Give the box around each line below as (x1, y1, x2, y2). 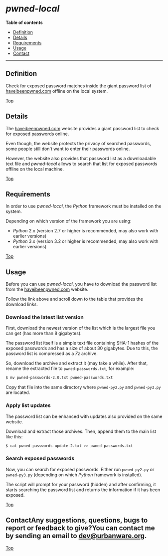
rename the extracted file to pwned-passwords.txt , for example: (5, 366, 135, 371)
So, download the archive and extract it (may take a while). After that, (5, 360, 148, 367)
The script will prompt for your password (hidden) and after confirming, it (5, 481, 156, 487)
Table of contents (5, 19, 43, 25)
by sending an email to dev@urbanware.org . (5, 532, 147, 540)
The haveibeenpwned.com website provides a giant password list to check (5, 125, 159, 131)
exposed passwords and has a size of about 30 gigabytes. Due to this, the (5, 345, 158, 352)
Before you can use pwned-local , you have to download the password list (5, 281, 157, 287)
